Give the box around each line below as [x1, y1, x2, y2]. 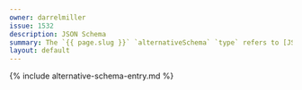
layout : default [9, 46, 70, 55]
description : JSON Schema [9, 29, 106, 38]
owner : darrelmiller [9, 12, 87, 22]
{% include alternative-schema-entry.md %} [9, 70, 174, 81]
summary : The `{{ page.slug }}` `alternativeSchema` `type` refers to [9, 37, 280, 47]
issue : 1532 [9, 21, 54, 30]
